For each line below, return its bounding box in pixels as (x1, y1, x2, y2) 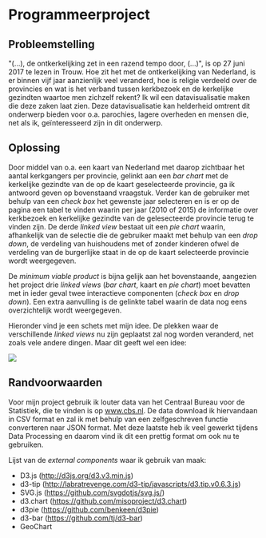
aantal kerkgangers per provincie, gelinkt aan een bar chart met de (8, 170, 229, 181)
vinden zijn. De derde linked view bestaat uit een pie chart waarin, (8, 221, 226, 231)
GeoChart (19, 521, 53, 531)
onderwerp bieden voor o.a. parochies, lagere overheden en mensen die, (8, 110, 249, 119)
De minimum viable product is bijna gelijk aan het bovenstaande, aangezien (8, 271, 257, 281)
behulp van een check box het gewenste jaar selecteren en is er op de (8, 196, 240, 205)
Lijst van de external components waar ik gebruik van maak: (8, 455, 206, 464)
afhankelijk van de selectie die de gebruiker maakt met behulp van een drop (8, 230, 258, 240)
